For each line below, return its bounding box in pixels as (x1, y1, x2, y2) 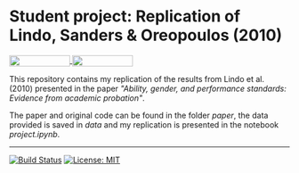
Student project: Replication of (9, 6, 241, 27)
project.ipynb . (9, 129, 61, 140)
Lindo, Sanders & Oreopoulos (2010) (9, 25, 283, 45)
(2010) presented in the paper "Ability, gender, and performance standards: (9, 83, 287, 95)
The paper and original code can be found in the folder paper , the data (9, 110, 269, 121)
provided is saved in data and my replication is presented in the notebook (9, 119, 279, 130)
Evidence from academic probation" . (9, 93, 145, 103)
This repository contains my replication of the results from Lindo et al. (9, 74, 265, 85)
